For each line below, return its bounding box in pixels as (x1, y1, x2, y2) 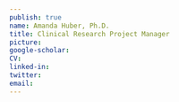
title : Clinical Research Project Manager (9, 29, 170, 38)
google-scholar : (9, 46, 70, 55)
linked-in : (9, 63, 50, 72)
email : (9, 79, 34, 88)
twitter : (9, 71, 42, 80)
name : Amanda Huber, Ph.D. (9, 21, 110, 30)
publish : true (9, 12, 63, 22)
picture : (9, 37, 42, 47)
